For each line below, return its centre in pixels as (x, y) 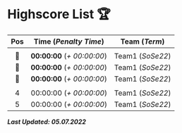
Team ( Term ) (142, 42)
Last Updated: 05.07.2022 (47, 122)
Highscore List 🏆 (59, 14)
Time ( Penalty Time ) (69, 42)
